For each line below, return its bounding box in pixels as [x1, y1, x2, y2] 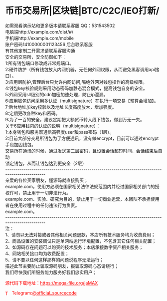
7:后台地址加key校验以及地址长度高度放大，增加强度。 [5, 104, 117, 110]
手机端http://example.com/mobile [5, 35, 74, 41]
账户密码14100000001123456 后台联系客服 [5, 41, 93, 47]
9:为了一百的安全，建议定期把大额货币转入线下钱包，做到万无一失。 [5, 116, 145, 122]
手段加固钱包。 [5, 141, 36, 147]
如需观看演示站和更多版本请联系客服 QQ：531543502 [5, 23, 115, 29]
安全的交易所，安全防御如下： [5, 54, 66, 60]
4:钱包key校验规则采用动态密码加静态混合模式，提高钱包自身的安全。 [5, 85, 148, 91]
